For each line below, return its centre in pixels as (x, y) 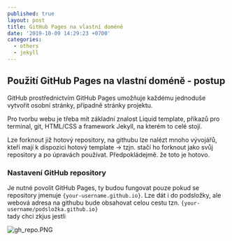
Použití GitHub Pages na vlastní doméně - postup (116, 81)
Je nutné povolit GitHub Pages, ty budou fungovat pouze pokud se (103, 188)
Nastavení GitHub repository (57, 173)
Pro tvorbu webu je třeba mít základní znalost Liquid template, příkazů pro (114, 119)
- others (26, 46)
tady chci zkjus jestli (37, 216)
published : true (31, 14)
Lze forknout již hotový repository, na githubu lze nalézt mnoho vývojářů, (113, 140)
